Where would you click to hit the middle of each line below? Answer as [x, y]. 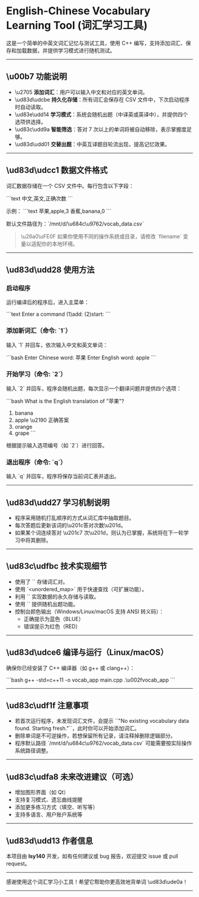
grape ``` [25, 433]
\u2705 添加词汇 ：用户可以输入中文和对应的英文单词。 [81, 92]
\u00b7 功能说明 [36, 76]
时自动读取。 [30, 107]
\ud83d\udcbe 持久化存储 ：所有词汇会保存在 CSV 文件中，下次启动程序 [102, 99]
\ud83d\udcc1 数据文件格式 [57, 170]
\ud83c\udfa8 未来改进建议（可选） [72, 777]
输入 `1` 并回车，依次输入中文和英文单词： [57, 345]
